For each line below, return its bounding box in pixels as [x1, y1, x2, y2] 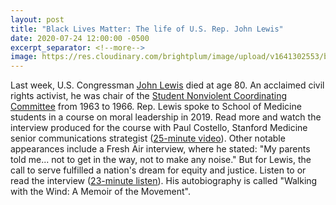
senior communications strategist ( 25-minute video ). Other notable [10, 132, 286, 145]
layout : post [10, 14, 65, 25]
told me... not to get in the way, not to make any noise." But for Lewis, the [10, 154, 312, 166]
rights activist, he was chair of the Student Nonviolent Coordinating [10, 90, 288, 102]
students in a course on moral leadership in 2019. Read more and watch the [10, 111, 322, 123]
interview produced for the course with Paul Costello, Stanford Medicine [10, 122, 308, 134]
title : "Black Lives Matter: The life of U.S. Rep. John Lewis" [10, 24, 284, 34]
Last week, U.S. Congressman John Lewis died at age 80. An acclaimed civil [10, 79, 325, 91]
